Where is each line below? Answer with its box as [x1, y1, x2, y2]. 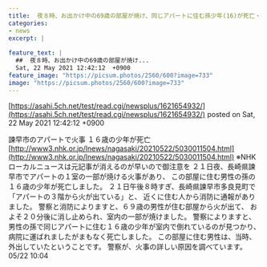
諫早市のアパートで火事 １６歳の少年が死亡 [8, 134, 151, 144]
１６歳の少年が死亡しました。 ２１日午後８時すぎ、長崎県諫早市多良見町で [8, 181, 257, 191]
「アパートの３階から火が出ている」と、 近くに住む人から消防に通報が [8, 192, 242, 201]
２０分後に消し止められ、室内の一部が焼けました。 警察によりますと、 [22, 212, 257, 221]
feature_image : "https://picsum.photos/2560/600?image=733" [8, 71, 214, 79]
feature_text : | [8, 49, 63, 57]
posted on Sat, [207, 109, 256, 119]
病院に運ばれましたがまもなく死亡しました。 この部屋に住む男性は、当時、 [8, 232, 257, 241]
